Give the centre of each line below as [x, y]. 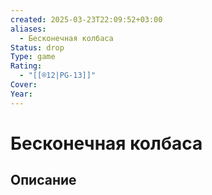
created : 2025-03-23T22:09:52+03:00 [86, 19]
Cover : [24, 85]
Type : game [33, 57]
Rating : [26, 66]
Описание [43, 180]
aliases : [28, 29]
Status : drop [37, 47]
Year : [21, 94]
